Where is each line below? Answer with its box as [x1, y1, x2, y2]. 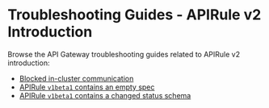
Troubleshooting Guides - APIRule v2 [7, 6, 262, 24]
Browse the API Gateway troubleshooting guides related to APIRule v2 [7, 49, 240, 59]
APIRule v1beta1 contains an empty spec [19, 82, 155, 92]
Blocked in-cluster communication [19, 73, 134, 83]
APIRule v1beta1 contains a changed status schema [19, 90, 191, 100]
